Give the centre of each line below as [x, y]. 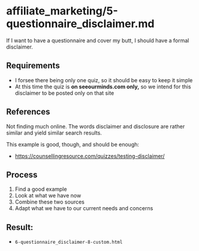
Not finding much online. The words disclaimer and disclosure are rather [96, 126]
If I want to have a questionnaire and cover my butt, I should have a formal [98, 40]
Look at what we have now [48, 196]
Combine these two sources [50, 202]
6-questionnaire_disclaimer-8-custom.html [69, 242]
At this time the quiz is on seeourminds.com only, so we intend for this [103, 86]
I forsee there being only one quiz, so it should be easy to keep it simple [104, 80]
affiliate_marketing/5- [62, 11]
